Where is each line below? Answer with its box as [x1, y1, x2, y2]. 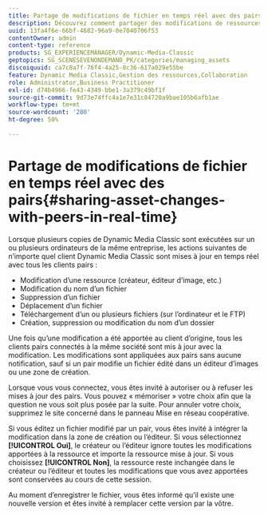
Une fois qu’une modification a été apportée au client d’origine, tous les [8, 333, 243, 343]
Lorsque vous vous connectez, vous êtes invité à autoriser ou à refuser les [8, 383, 254, 392]
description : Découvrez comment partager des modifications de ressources [8, 19, 262, 27]
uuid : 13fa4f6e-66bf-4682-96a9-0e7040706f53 [8, 26, 159, 34]
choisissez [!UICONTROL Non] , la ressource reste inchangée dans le [8, 457, 235, 467]
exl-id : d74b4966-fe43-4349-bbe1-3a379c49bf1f [8, 85, 166, 94]
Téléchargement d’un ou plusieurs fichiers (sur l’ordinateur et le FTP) [19, 309, 246, 319]
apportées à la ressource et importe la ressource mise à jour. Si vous [8, 449, 234, 458]
